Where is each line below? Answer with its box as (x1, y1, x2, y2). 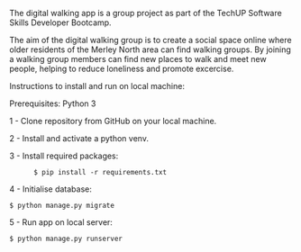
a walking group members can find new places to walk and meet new (9, 54, 268, 64)
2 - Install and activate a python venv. (9, 133, 149, 143)
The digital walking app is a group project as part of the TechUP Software (9, 8, 282, 18)
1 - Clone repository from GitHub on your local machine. (9, 116, 217, 126)
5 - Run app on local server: (9, 217, 113, 228)
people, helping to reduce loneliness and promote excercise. (9, 63, 234, 74)
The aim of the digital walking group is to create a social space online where (9, 35, 292, 45)
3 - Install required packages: (9, 150, 119, 161)
